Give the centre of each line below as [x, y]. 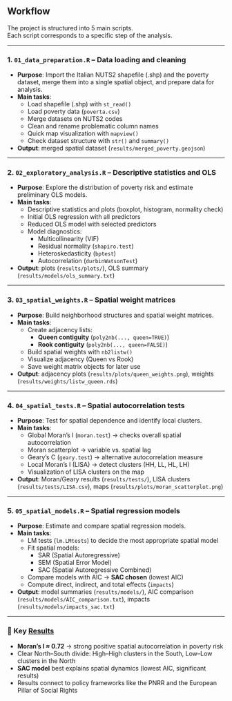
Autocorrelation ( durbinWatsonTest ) [88, 261]
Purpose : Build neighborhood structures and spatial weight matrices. [115, 315]
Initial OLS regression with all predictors [84, 217]
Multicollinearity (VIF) [68, 239]
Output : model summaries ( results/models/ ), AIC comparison [105, 592]
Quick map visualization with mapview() [83, 133]
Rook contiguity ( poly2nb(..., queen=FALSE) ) [103, 344]
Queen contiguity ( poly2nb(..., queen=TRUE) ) [104, 337]
